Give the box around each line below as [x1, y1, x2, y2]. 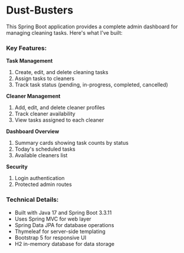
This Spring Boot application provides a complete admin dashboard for [6, 23, 178, 30]
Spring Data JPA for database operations [14, 221, 114, 228]
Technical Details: [6, 195, 59, 204]
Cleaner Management [6, 92, 61, 100]
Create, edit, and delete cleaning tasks [14, 69, 109, 76]
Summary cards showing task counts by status [14, 139, 129, 147]
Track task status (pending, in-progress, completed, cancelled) [14, 81, 168, 88]
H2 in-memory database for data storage [14, 240, 115, 247]
